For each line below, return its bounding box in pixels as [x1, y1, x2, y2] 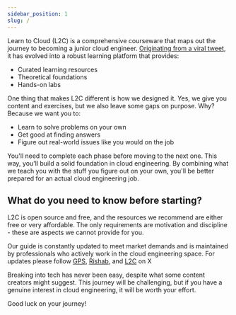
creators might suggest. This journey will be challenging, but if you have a [7, 278, 223, 287]
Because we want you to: [7, 109, 81, 118]
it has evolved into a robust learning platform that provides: [7, 51, 179, 60]
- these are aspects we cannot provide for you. [7, 228, 144, 237]
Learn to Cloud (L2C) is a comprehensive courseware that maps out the [7, 36, 216, 45]
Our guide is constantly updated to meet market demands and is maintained [7, 242, 228, 251]
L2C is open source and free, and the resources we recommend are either [7, 213, 223, 222]
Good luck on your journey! [7, 299, 87, 308]
